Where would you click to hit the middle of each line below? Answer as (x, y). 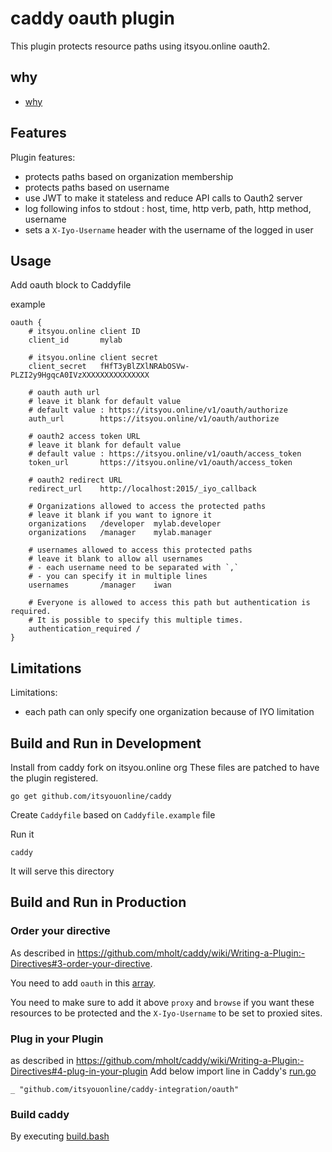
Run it (22, 834)
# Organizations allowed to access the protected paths (147, 507)
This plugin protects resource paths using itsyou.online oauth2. (140, 46)
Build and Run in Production (98, 902)
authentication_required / (84, 629)
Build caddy (40, 1114)
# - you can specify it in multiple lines (118, 577)
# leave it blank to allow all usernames (115, 559)
